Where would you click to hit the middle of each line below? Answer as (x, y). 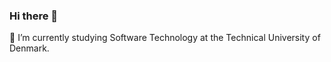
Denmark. (29, 48)
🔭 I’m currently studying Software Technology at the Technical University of (165, 38)
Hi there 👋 (34, 16)
